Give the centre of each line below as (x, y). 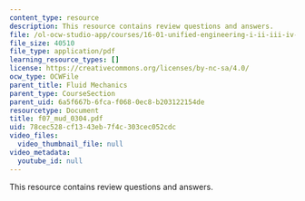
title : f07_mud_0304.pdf (56, 119)
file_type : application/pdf (63, 52)
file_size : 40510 (42, 43)
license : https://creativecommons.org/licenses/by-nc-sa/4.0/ (129, 69)
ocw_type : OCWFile (44, 77)
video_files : (34, 136)
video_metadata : (40, 152)
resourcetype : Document (54, 110)
